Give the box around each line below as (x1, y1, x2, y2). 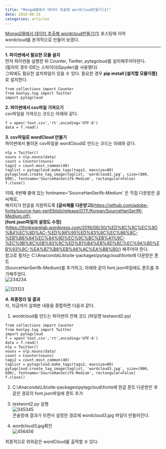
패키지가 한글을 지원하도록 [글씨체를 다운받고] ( (5, 202, 95, 208)
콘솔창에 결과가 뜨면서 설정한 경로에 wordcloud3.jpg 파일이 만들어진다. (12, 412, 150, 418)
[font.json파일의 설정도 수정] (5, 219, 62, 225)
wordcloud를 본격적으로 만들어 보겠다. (5, 37, 80, 43)
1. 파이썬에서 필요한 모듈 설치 (5, 52, 61, 58)
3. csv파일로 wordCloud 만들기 (5, 134, 67, 140)
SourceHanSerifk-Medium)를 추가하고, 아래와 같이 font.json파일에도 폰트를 (6, 265, 154, 271)
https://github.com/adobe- (94, 202, 149, 208)
